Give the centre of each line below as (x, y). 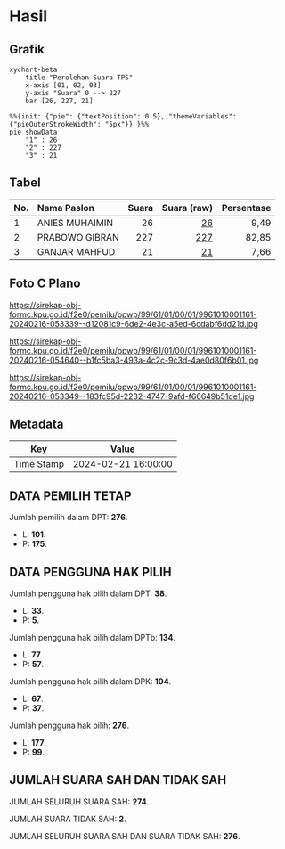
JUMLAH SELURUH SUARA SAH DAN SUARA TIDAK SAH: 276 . (125, 836)
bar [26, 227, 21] (59, 101)
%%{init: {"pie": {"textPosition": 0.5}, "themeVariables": (123, 117)
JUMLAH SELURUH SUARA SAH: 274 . (79, 801)
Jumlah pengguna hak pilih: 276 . (69, 726)
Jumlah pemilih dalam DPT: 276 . (69, 518)
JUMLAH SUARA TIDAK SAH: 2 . (68, 819)
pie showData (33, 132)
